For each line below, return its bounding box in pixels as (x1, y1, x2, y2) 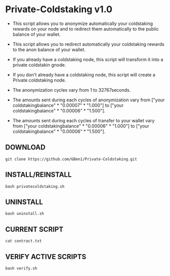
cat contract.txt (5, 238, 42, 244)
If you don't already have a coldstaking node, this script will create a (12, 71, 156, 77)
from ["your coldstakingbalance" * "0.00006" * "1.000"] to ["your (12, 123, 150, 129)
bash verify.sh (5, 266, 38, 271)
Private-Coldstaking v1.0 (5, 4, 113, 15)
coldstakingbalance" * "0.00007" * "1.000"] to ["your (12, 102, 124, 108)
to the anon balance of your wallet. (12, 46, 86, 52)
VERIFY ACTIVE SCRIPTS (5, 252, 86, 261)
